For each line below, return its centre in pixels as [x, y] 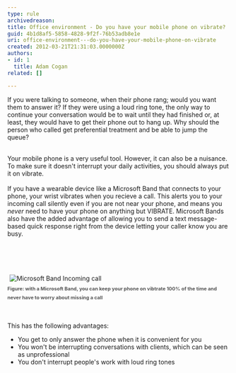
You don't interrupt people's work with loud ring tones [96, 362]
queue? [18, 137]
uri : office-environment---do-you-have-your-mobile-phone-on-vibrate [112, 40]
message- [202, 218]
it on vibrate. [26, 173]
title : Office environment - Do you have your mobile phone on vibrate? [117, 27]
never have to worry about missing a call [55, 297]
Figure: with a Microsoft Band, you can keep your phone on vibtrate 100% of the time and [112, 288]
